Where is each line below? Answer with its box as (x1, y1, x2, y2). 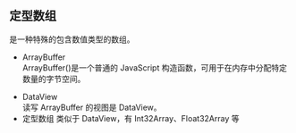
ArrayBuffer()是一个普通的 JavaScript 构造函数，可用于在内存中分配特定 (21, 62, 288, 73)
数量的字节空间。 (21, 73, 86, 84)
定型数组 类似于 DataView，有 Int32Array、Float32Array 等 (21, 112, 240, 123)
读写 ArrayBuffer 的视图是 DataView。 (21, 102, 163, 112)
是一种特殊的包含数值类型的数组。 (9, 34, 135, 45)
